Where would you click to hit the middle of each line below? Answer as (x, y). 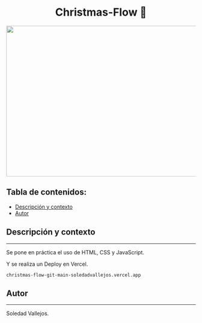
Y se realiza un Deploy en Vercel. (47, 264)
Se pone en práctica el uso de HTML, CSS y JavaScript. (75, 252)
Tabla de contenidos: (47, 192)
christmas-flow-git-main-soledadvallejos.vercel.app (74, 275)
